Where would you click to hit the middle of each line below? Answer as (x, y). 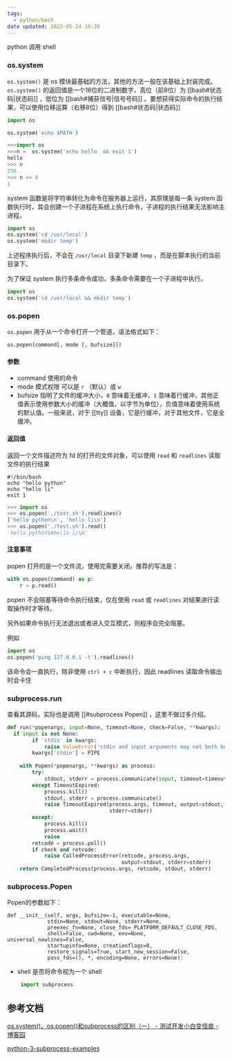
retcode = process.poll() (69, 843)
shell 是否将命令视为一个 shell (59, 972)
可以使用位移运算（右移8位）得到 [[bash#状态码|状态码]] (100, 107)
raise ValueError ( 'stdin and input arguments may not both (130, 747)
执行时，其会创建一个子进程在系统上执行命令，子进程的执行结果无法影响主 (119, 206)
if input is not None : (46, 734)
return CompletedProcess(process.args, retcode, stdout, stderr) (116, 869)
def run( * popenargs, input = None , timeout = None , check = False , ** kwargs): (114, 727)
